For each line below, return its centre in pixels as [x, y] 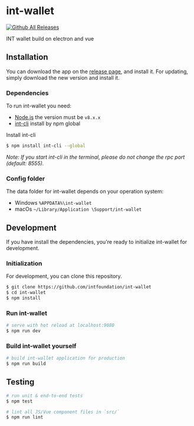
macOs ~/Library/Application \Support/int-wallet [78, 209]
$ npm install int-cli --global [46, 146]
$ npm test [19, 401]
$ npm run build [26, 364]
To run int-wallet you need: [39, 106]
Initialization [24, 263]
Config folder [26, 178]
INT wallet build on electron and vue [50, 38]
